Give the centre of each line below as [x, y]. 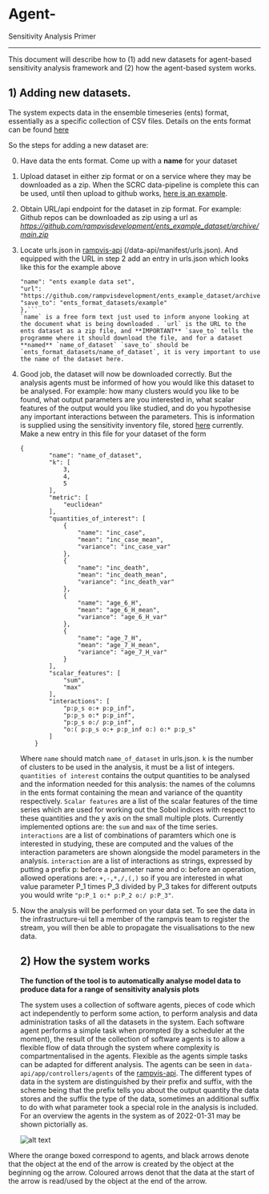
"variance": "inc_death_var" [126, 582]
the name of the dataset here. [72, 359]
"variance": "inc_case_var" [124, 547]
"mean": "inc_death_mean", [122, 575]
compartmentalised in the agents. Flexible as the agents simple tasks [134, 1056]
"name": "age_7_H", [110, 638]
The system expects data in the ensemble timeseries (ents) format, [119, 112]
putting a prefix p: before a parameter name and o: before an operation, [138, 869]
